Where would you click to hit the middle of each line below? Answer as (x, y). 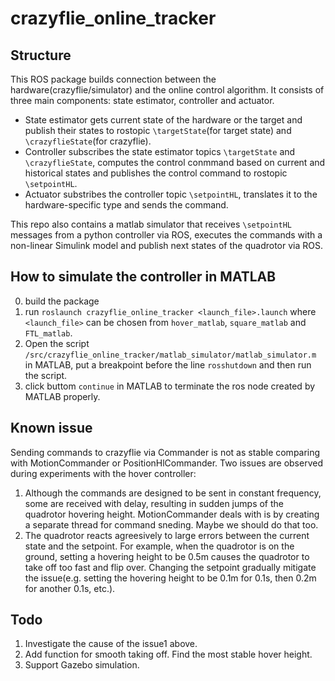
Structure (41, 55)
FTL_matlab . (48, 333)
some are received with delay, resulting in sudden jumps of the (154, 503)
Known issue (51, 428)
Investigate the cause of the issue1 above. (111, 644)
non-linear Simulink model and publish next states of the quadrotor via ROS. (166, 245)
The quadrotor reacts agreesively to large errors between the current (167, 535)
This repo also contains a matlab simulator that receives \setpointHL (151, 224)
